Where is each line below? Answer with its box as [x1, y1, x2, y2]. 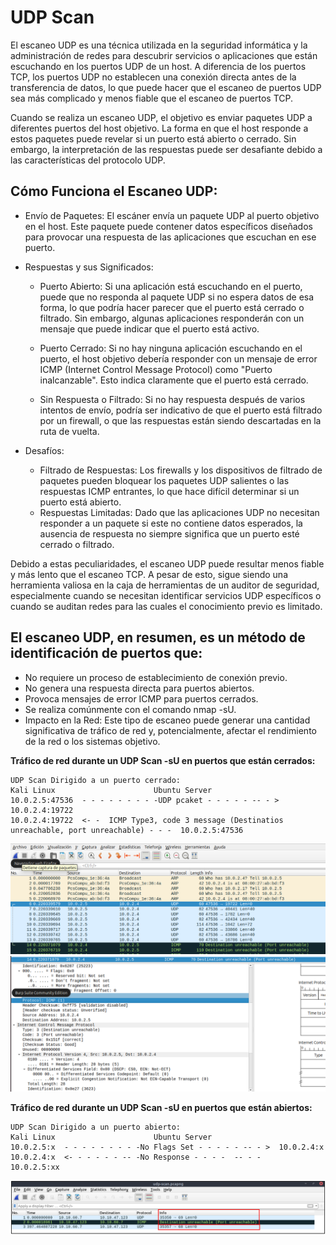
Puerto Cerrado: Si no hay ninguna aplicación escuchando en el [39, 342, 303, 354]
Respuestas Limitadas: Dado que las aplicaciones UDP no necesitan [39, 506, 320, 518]
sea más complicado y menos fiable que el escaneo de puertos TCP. [10, 92, 294, 104]
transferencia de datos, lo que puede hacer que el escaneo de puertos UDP [10, 81, 322, 93]
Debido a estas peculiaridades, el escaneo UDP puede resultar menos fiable [10, 557, 325, 570]
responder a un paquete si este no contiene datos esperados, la [39, 517, 303, 529]
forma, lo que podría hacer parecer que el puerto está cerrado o [39, 301, 305, 313]
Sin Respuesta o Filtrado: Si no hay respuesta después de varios [39, 393, 306, 405]
